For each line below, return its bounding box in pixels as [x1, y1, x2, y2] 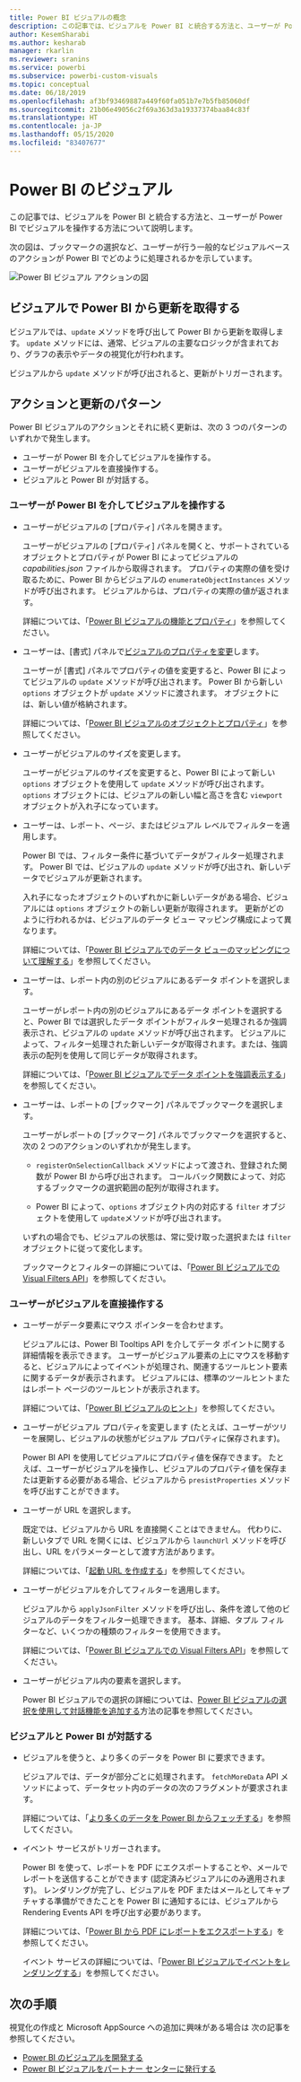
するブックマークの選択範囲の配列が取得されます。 [35, 1182, 224, 1193]
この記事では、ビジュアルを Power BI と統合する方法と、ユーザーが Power [9, 211, 283, 222]
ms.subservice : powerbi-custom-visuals [9, 72, 159, 81]
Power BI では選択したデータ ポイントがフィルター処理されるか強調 [38, 1016, 288, 1027]
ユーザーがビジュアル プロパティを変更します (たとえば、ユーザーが [21, 1422, 271, 1432]
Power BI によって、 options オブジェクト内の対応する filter [35, 1201, 261, 1212]
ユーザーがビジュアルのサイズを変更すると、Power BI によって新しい [21, 766, 276, 777]
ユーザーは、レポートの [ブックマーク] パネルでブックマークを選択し [21, 1098, 276, 1109]
